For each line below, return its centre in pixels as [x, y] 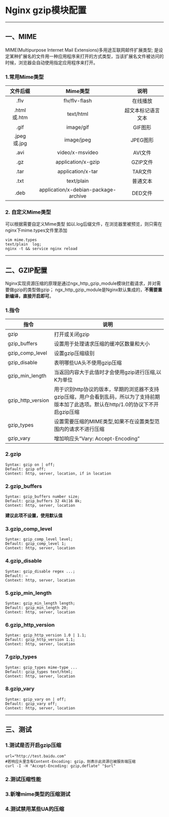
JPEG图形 [142, 140]
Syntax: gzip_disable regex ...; [40, 571]
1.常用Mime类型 [25, 77]
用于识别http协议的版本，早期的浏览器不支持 [107, 390]
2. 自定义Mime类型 [28, 212]
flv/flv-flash [78, 101]
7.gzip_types [21, 657]
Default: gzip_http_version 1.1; [40, 640]
